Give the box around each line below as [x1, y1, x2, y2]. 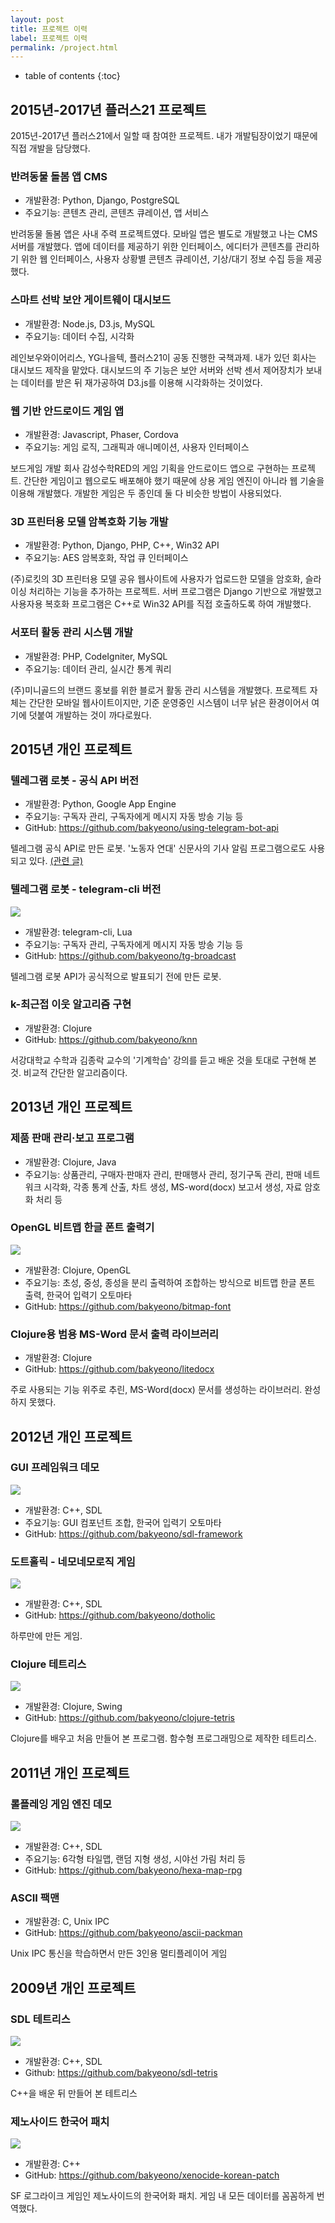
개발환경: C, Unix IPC [24, 1916, 110, 1928]
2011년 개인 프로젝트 [10, 1764, 130, 1781]
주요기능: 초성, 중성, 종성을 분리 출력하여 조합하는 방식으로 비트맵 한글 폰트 [24, 1276, 316, 1288]
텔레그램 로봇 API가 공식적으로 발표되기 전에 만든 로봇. [10, 970, 222, 982]
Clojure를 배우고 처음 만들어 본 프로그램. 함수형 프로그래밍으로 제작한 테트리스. [10, 1732, 317, 1745]
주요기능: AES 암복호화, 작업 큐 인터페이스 [24, 552, 189, 564]
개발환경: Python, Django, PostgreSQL [24, 194, 180, 206]
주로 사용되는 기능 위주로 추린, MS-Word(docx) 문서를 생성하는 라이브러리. [10, 1384, 303, 1396]
